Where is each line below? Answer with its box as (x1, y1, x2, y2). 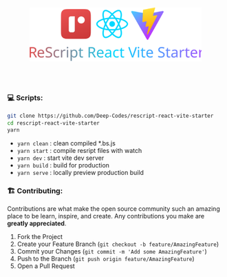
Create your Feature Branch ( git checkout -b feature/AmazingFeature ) (17, 240, 219, 248)
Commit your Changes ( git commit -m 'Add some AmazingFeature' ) (17, 247, 208, 255)
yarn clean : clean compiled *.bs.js (17, 139, 116, 147)
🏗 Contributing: (7, 186, 63, 196)
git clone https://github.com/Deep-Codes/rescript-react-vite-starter (7, 112, 214, 119)
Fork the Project (17, 232, 63, 240)
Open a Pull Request (17, 262, 76, 270)
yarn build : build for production (17, 161, 110, 170)
